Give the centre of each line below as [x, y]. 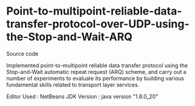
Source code [22, 53]
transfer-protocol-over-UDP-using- [98, 24]
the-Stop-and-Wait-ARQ [69, 37]
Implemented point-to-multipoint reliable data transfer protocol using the [97, 65]
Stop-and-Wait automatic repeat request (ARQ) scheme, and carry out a [96, 71]
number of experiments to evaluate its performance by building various [95, 78]
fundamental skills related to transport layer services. [73, 84]
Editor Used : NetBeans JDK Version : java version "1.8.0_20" [82, 96]
